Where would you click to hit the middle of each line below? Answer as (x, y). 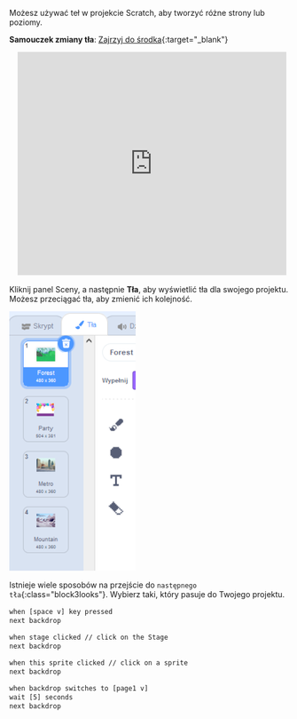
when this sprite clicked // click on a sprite (99, 663)
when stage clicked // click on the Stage (89, 637)
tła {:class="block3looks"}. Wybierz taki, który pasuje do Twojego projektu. (147, 594)
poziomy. (26, 22)
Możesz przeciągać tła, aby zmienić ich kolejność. (101, 299)
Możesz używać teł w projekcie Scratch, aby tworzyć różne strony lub (137, 13)
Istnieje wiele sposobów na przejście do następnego (103, 585)
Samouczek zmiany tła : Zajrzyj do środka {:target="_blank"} (119, 40)
